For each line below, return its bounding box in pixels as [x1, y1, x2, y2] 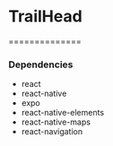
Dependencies [8, 58, 74, 71]
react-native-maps [21, 116, 91, 127]
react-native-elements [21, 107, 105, 118]
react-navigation [21, 126, 83, 137]
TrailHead [8, 6, 83, 27]
